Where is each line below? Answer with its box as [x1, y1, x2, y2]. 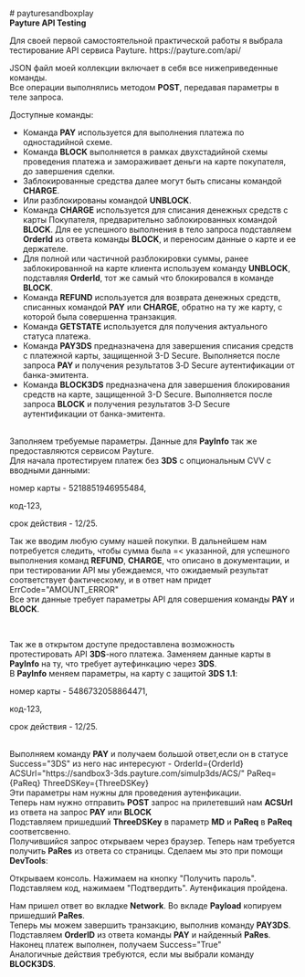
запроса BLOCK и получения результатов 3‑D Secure [22, 399, 231, 409]
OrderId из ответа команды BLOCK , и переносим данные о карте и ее [22, 234, 297, 245]
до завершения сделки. [22, 166, 116, 176]
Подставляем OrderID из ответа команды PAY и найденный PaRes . [9, 930, 271, 940]
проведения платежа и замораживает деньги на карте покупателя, [22, 156, 287, 167]
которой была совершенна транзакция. [22, 311, 178, 322]
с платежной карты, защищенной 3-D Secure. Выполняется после [22, 351, 280, 361]
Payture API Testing [9, 17, 87, 28]
